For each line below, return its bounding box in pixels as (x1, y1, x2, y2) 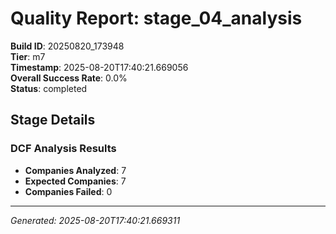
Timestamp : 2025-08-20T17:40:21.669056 (10, 61, 189, 73)
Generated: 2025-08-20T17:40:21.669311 (10, 214, 181, 226)
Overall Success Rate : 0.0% (10, 72, 128, 84)
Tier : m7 (10, 50, 46, 62)
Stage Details (10, 112, 96, 129)
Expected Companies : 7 (24, 175, 127, 187)
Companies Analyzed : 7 (24, 164, 127, 176)
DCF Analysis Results (10, 142, 117, 156)
